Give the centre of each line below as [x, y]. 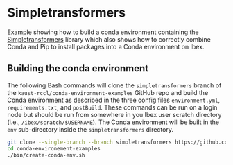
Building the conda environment [78, 68]
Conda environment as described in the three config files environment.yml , [114, 100]
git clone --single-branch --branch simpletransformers [89, 142]
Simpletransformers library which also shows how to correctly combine [109, 39]
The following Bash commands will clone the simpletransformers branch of [114, 85]
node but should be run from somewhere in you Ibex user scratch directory [114, 114]
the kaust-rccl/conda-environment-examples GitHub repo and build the [108, 92]
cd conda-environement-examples [54, 148]
